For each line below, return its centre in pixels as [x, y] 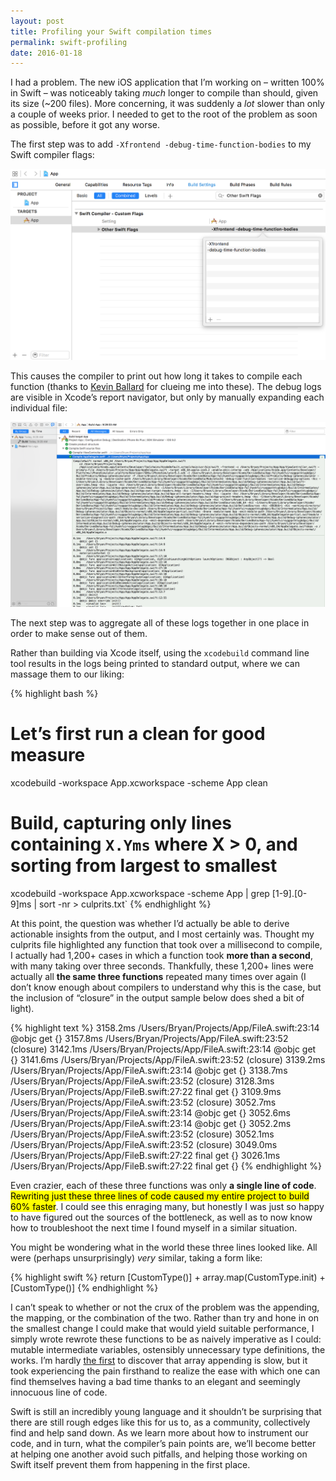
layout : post [37, 21]
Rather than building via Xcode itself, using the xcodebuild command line [160, 653]
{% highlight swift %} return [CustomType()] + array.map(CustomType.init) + [168, 1277]
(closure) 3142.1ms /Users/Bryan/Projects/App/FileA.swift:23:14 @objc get [163, 1049]
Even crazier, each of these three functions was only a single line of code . [163, 1185]
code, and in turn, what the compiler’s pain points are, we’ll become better [163, 1443]
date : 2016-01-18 [46, 53]
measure [48, 755]
